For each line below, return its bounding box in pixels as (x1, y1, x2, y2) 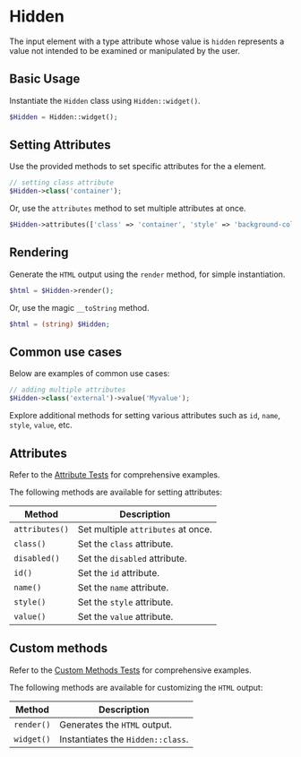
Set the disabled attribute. (77, 553, 187, 564)
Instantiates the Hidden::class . (59, 733, 189, 745)
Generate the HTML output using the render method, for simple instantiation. (9, 269, 286, 280)
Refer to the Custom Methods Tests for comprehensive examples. (9, 665, 253, 675)
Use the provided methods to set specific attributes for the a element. (9, 161, 267, 172)
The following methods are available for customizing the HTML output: (9, 682, 263, 692)
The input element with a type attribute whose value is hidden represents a (9, 36, 285, 47)
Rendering (9, 245, 69, 261)
